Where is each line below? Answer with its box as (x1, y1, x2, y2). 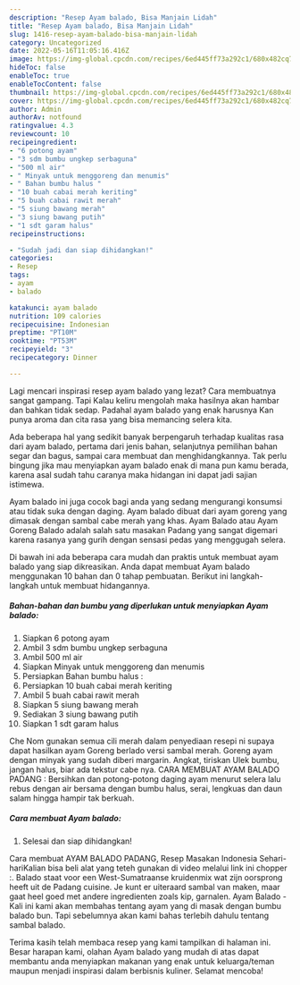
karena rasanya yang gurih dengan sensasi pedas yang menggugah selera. (9, 534, 286, 545)
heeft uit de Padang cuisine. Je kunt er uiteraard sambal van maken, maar (9, 881, 281, 892)
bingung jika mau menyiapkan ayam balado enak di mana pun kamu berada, (9, 460, 289, 471)
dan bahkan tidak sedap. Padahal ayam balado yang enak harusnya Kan (9, 404, 274, 415)
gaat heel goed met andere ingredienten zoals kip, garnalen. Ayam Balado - (9, 891, 287, 902)
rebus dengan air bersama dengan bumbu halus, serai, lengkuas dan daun (9, 783, 283, 794)
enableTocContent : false (9, 80, 102, 89)
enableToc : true (9, 72, 70, 81)
